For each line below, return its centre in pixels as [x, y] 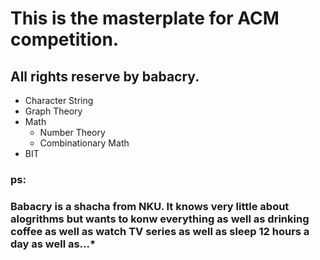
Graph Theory [53, 111]
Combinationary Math [84, 143]
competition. [65, 39]
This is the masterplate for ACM [145, 18]
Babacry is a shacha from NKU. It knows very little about [150, 206]
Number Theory [72, 132]
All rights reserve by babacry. [105, 76]
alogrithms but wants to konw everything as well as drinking [160, 219]
